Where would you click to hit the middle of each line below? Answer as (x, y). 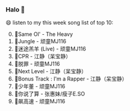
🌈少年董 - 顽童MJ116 (40, 86)
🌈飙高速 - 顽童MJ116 (40, 101)
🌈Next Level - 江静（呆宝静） (51, 71)
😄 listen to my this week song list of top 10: (60, 23)
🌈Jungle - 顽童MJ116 (40, 41)
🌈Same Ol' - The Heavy (44, 34)
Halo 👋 (15, 10)
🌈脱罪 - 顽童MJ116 (37, 64)
